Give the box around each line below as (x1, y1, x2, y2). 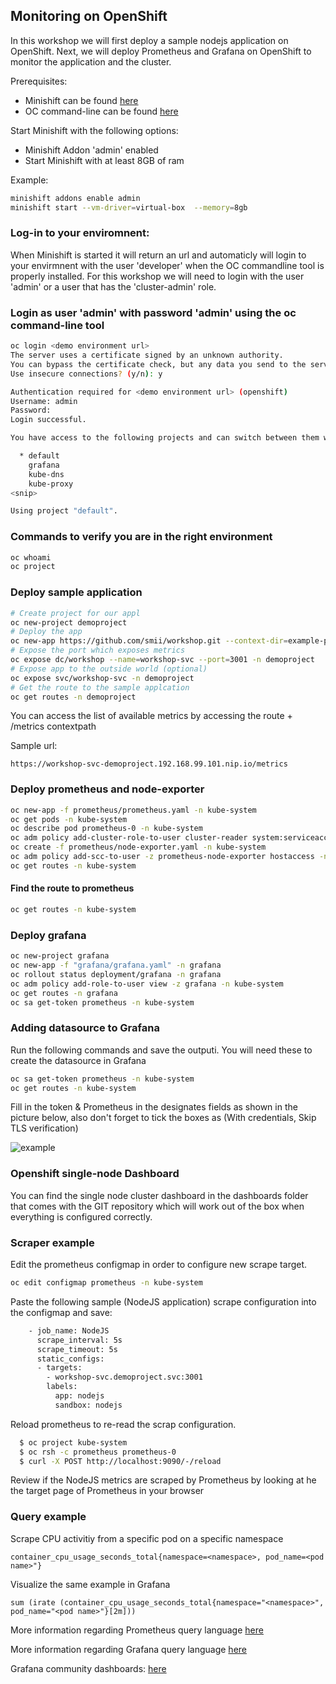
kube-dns (28, 469, 65, 479)
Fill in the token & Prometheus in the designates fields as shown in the (10, 1101, 298, 1113)
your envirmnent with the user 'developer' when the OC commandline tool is (10, 259, 325, 271)
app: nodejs (54, 1391, 105, 1401)
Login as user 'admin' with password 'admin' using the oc (10, 305, 297, 319)
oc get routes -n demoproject (10, 692, 137, 702)
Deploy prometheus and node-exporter (10, 782, 205, 796)
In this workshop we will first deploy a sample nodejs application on (10, 34, 289, 46)
